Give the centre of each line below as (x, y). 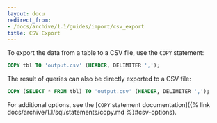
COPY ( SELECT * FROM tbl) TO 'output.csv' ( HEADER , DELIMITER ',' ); (108, 92)
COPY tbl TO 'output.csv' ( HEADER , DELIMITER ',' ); (83, 66)
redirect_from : (29, 20)
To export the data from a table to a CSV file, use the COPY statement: (106, 53)
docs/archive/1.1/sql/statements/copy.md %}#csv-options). (92, 112)
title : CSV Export (34, 33)
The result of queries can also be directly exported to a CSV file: (99, 79)
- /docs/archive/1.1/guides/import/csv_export (76, 26)
